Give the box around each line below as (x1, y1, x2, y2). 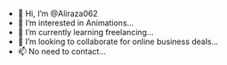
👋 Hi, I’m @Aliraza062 (17, 9, 98, 18)
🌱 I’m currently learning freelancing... (17, 27, 154, 37)
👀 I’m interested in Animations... (17, 18, 134, 28)
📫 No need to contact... (17, 47, 107, 56)
